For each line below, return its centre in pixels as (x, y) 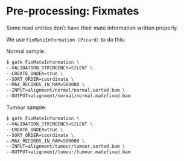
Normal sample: (26, 51)
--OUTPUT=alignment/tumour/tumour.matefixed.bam (68, 152)
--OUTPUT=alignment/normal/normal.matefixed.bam (68, 96)
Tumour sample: (27, 107)
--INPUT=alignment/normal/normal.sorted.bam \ (66, 90)
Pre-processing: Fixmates (73, 11)
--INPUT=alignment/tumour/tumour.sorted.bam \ (66, 147)
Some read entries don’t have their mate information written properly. (92, 28)
